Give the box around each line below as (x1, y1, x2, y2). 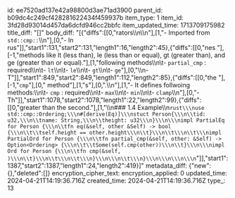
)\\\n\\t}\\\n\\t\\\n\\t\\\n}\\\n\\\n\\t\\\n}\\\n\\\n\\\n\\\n (7, 155, 197, 162)
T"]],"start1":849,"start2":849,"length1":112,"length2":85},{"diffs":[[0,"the (7, 73, 217, 82)
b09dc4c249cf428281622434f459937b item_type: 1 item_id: (7, 13, 184, 22)
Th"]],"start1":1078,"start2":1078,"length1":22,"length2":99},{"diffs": (7, 96, 202, 104)
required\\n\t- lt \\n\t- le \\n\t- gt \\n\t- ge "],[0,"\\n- (7, 66, 149, 74)
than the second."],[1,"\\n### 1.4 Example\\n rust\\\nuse (42, 104, 205, 111)
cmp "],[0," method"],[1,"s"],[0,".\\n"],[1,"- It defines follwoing (18, 81, 191, 89)
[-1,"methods (7, 51, 45, 59)
